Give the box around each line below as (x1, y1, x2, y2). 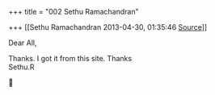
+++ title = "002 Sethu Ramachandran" (8, 7, 139, 16)
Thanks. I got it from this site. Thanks (8, 54, 132, 63)
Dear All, (8, 38, 37, 47)
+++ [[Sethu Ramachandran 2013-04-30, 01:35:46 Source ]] (8, 23, 208, 31)
